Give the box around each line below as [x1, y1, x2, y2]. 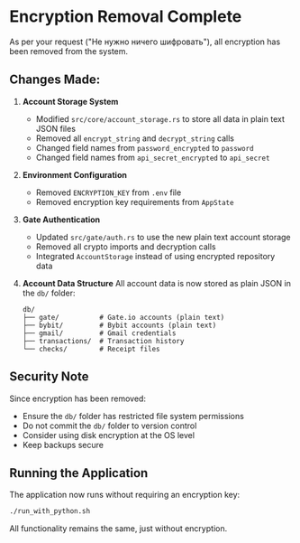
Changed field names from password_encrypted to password [35, 142, 254, 153]
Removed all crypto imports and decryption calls [35, 241, 216, 252]
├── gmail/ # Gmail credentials [22, 328, 177, 338]
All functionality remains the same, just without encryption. [9, 523, 228, 534]
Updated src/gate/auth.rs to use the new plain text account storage [35, 231, 291, 242]
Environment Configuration [22, 169, 128, 180]
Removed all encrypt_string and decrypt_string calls [35, 133, 234, 144]
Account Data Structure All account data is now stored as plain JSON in [22, 277, 291, 288]
